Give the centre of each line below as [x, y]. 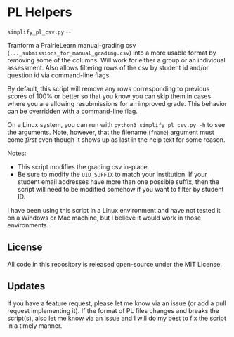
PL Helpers [40, 12]
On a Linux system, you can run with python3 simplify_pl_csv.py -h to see [116, 124]
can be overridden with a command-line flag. [73, 111]
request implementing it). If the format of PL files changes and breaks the [113, 310]
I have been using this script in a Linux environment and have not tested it [114, 210]
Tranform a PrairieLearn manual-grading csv [72, 45]
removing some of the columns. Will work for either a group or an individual [117, 60]
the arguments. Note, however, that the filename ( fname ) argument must [111, 132]
